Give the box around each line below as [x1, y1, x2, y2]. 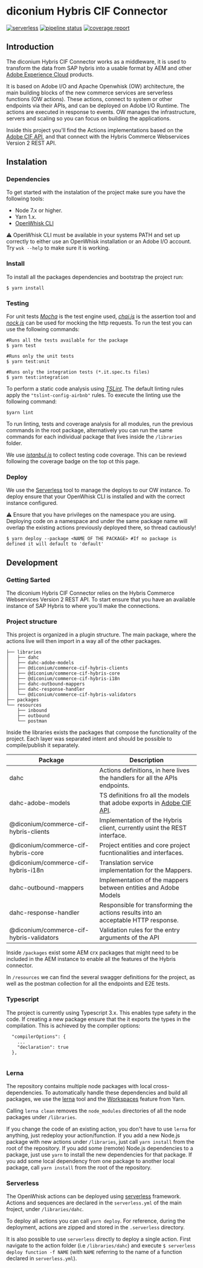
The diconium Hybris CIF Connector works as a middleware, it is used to [6, 58, 187, 65]
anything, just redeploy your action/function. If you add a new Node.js [6, 1131, 180, 1139]
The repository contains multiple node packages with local [6, 1082, 152, 1089]
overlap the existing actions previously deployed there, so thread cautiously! [6, 524, 196, 531]
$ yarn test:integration [6, 374, 69, 381]
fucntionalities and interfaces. [99, 849, 184, 857]
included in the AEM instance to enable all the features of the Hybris [6, 956, 176, 963]
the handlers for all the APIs [99, 774, 178, 782]
